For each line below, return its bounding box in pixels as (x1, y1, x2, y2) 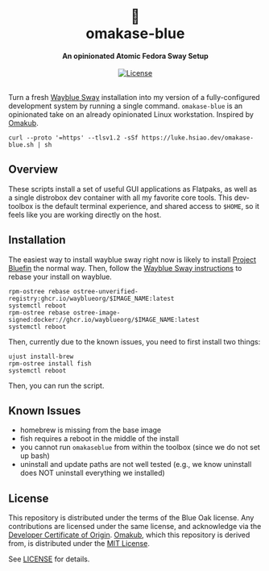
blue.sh (8, 140, 35, 148)
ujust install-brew (8, 352, 74, 361)
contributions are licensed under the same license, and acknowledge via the (8, 522, 262, 531)
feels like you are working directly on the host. (8, 210, 162, 219)
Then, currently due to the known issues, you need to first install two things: (8, 336, 261, 346)
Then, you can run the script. (8, 381, 105, 390)
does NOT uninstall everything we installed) (19, 468, 165, 478)
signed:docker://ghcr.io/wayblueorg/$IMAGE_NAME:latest (8, 315, 200, 323)
